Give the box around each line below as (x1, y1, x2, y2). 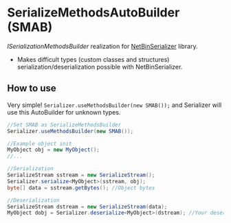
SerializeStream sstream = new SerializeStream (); (7, 172, 155, 178)
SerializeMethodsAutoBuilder (7, 5, 180, 21)
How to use (7, 82, 56, 94)
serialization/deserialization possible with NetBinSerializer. (16, 62, 183, 71)
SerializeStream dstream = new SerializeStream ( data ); (7, 203, 168, 210)
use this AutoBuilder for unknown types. (7, 108, 121, 116)
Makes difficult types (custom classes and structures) (16, 55, 170, 63)
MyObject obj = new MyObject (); (7, 146, 100, 154)
